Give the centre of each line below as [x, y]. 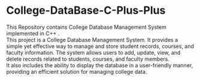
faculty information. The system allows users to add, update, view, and [93, 52]
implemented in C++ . [33, 33]
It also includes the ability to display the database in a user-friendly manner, [100, 65]
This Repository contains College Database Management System [86, 27]
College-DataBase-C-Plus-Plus [86, 10]
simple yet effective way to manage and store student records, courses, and [100, 46]
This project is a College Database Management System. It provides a [92, 40]
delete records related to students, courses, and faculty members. [88, 59]
